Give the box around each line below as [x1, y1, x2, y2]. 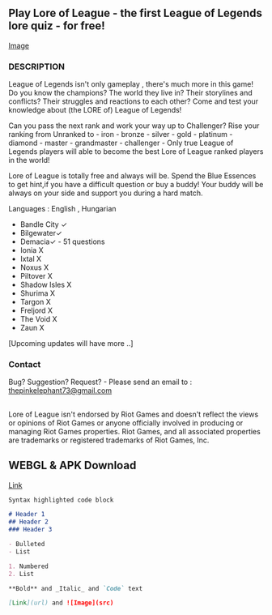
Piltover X [19, 271, 53, 281]
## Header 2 [8, 518, 49, 526]
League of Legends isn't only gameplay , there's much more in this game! [8, 79, 253, 89]
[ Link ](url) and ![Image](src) [8, 599, 114, 607]
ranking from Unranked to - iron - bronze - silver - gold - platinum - [8, 130, 233, 139]
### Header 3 [8, 526, 53, 534]
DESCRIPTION [8, 61, 66, 72]
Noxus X [19, 263, 49, 272]
